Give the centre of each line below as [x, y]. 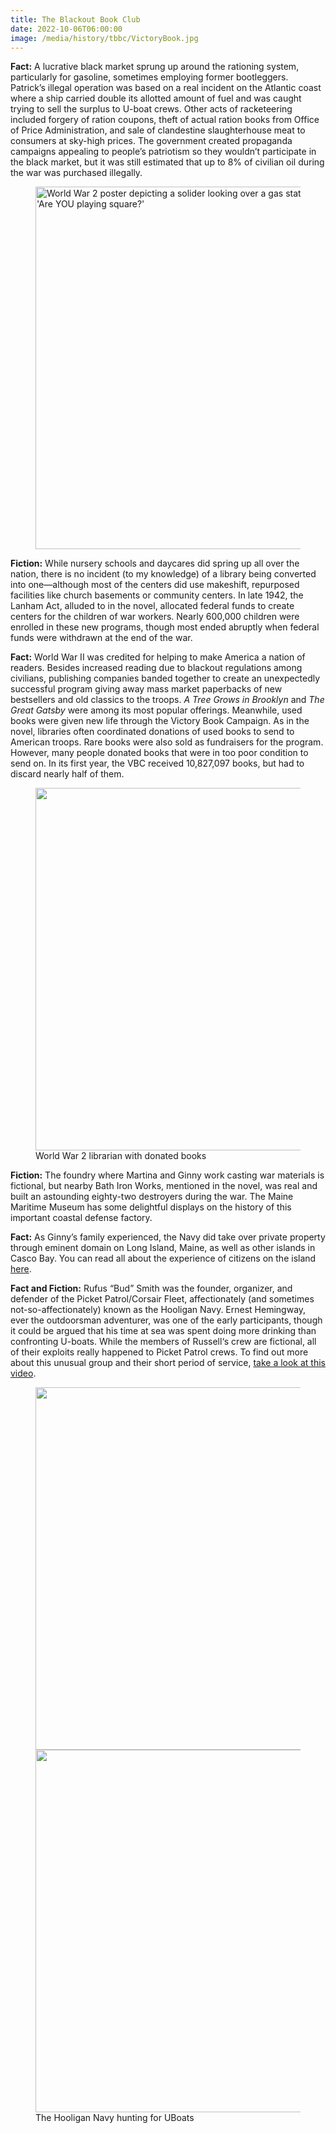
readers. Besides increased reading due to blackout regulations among [156, 668]
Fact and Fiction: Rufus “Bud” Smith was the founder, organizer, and [151, 1288]
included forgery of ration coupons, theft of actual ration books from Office [165, 120]
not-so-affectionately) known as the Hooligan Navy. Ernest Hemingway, [158, 1310]
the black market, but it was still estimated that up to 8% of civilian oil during [167, 162]
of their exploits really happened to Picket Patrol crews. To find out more [159, 1352]
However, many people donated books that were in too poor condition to [159, 753]
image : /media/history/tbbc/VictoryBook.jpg [104, 38]
